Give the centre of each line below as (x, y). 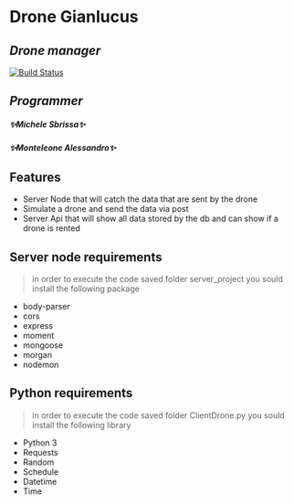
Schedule (41, 471)
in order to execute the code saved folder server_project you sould (157, 278)
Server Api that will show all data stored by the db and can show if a (150, 219)
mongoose (43, 345)
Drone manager (55, 51)
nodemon (41, 364)
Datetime (40, 481)
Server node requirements (86, 257)
